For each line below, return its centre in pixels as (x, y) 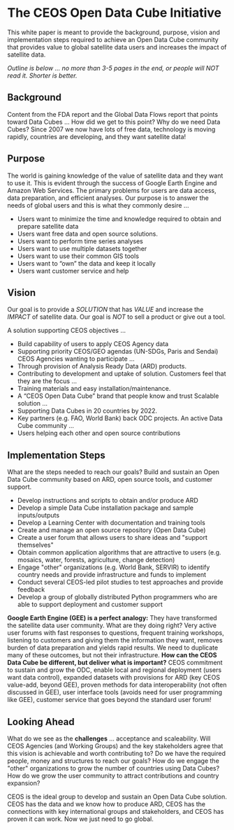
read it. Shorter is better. (42, 76)
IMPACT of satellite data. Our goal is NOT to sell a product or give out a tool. (116, 317)
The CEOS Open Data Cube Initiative (115, 13)
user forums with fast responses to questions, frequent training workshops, (116, 633)
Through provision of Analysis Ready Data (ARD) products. (102, 366)
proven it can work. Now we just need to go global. (80, 819)
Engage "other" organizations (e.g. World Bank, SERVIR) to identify (114, 567)
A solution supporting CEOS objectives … (67, 331)
